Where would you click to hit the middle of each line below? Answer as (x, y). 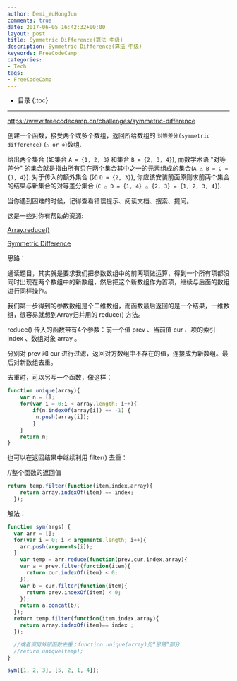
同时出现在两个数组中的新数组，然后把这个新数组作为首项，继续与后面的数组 (119, 282)
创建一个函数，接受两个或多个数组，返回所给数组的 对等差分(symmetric (109, 135)
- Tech (17, 66)
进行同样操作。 (29, 291)
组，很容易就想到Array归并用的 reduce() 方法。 (76, 315)
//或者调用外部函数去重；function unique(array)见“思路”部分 (97, 644)
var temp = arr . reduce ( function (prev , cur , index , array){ (104, 560)
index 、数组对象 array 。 (44, 339)
